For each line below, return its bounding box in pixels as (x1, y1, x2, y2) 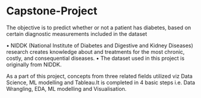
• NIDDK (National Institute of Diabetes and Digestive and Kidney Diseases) (6, 42, 194, 49)
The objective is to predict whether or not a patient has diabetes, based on (6, 24, 191, 31)
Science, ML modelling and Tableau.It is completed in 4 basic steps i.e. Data (6, 79, 196, 86)
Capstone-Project (6, 4, 97, 18)
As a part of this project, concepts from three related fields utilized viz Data (6, 72, 193, 79)
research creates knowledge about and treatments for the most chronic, (6, 48, 185, 55)
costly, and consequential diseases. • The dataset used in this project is (6, 54, 185, 62)
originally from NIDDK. (6, 61, 62, 68)
